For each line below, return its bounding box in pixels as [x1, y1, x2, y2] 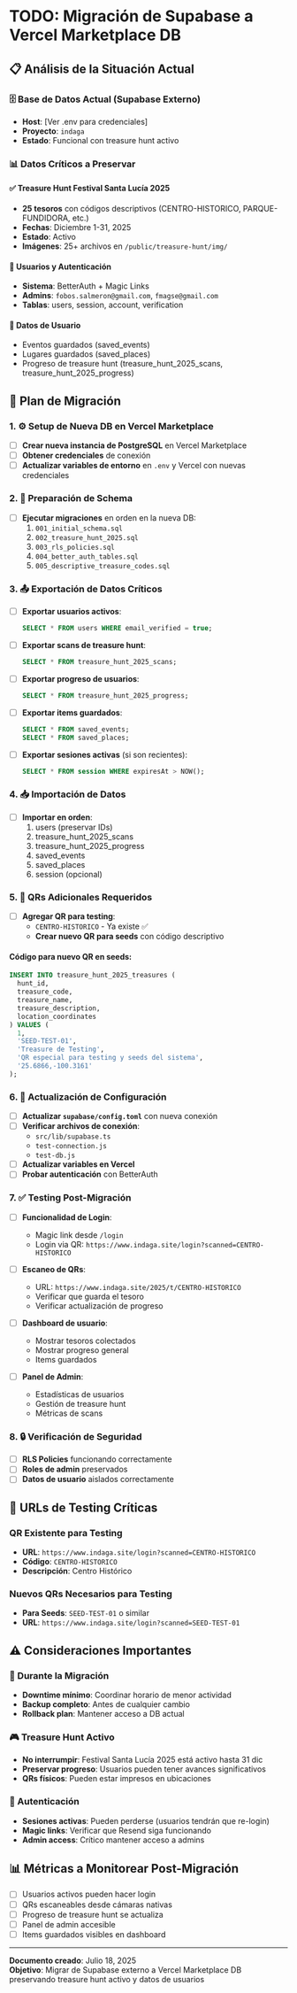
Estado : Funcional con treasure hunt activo [21, 135, 179, 145]
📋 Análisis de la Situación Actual [9, 61, 194, 76]
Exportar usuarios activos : [21, 606, 122, 616]
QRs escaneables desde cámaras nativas [21, 1899, 172, 1910]
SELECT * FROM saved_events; [21, 724, 130, 734]
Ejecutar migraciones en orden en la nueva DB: [21, 512, 196, 523]
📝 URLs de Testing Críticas [9, 1500, 158, 1515]
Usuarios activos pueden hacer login [21, 1889, 156, 1900]
